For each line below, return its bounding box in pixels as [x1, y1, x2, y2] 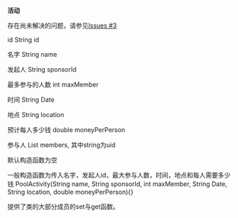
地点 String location [7, 111, 65, 119]
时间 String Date [7, 95, 55, 104]
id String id [7, 36, 40, 44]
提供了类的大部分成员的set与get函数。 [7, 202, 119, 211]
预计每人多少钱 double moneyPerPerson [7, 126, 126, 133]
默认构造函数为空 [7, 156, 58, 164]
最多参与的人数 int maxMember [7, 80, 99, 89]
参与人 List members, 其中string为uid [7, 141, 116, 149]
